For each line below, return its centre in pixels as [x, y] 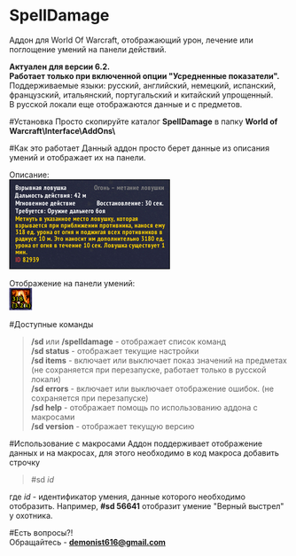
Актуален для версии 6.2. [60, 67]
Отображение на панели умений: [72, 283]
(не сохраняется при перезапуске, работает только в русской [148, 370]
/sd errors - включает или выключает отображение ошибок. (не [152, 388]
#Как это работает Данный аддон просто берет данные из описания [140, 148]
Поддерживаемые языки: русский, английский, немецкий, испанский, [143, 85]
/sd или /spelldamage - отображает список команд [129, 341]
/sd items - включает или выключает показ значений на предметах [159, 360]
